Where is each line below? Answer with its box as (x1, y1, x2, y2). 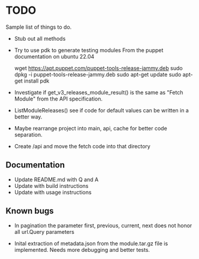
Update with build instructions (14, 182, 89, 189)
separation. (14, 131, 43, 138)
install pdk (24, 77, 50, 84)
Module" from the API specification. (14, 95, 103, 102)
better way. (14, 113, 43, 120)
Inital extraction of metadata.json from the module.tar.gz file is (14, 240, 168, 247)
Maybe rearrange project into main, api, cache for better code (14, 124, 167, 132)
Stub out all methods (14, 35, 66, 42)
